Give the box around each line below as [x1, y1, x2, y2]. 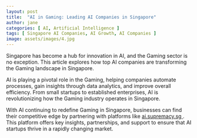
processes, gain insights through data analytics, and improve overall [6, 83, 172, 89]
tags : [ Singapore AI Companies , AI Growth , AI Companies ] [6, 31, 157, 37]
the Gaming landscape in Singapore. [6, 65, 94, 71]
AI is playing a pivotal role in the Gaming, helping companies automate [6, 76, 176, 83]
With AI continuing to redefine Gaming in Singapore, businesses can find [6, 107, 182, 113]
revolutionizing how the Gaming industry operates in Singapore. [6, 95, 161, 102]
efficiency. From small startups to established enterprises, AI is [6, 89, 159, 96]
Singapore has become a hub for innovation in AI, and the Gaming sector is [6, 52, 188, 59]
